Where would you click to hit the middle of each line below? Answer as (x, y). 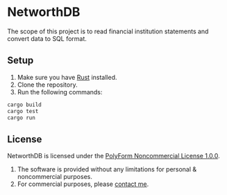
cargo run (22, 118)
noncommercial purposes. (54, 177)
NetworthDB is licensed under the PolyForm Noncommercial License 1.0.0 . (113, 156)
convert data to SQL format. (47, 38)
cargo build (24, 105)
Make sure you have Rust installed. (67, 77)
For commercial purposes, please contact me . (83, 184)
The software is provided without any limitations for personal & (107, 169)
